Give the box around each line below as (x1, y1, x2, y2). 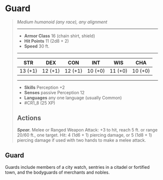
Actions (16, 114, 41, 122)
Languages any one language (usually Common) (24, 95, 122, 100)
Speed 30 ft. (24, 43, 49, 49)
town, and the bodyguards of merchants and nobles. (5, 169, 110, 175)
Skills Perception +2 (24, 84, 65, 90)
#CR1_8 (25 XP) (24, 100, 56, 106)
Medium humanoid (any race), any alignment (16, 19, 108, 25)
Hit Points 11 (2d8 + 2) (24, 38, 69, 44)
